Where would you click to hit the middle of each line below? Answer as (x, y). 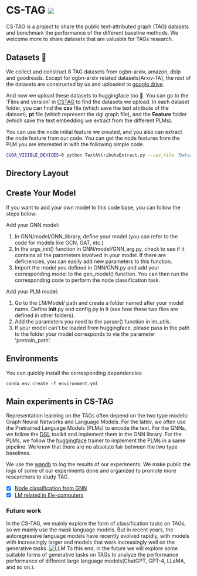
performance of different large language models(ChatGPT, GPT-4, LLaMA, (96, 561)
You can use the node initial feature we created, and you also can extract (94, 132)
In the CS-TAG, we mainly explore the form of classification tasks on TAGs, (96, 523)
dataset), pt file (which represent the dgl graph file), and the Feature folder (96, 114)
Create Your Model (41, 193)
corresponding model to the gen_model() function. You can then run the (101, 274)
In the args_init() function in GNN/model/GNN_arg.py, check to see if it (99, 249)
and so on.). (21, 567)
